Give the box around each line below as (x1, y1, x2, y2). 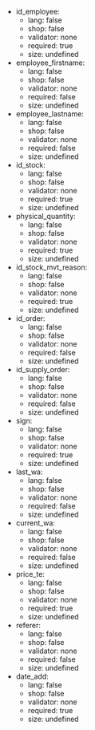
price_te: (15, 570, 46, 578)
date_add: (15, 671, 49, 681)
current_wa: (15, 518, 56, 528)
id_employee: (15, 7, 60, 16)
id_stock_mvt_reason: (15, 262, 88, 272)
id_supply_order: (15, 365, 70, 374)
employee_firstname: (15, 58, 85, 67)
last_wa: (15, 467, 43, 477)
